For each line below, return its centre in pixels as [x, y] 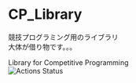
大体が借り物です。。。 [42, 47]
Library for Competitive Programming [68, 62]
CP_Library [45, 14]
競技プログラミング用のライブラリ [63, 37]
